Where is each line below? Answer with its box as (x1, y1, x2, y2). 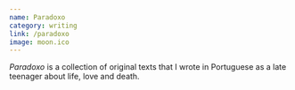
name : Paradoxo (9, 12, 66, 22)
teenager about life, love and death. (9, 71, 140, 82)
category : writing (9, 21, 78, 30)
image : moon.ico (9, 37, 70, 47)
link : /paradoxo (9, 29, 70, 38)
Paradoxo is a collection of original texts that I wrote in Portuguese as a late (9, 62, 287, 72)
